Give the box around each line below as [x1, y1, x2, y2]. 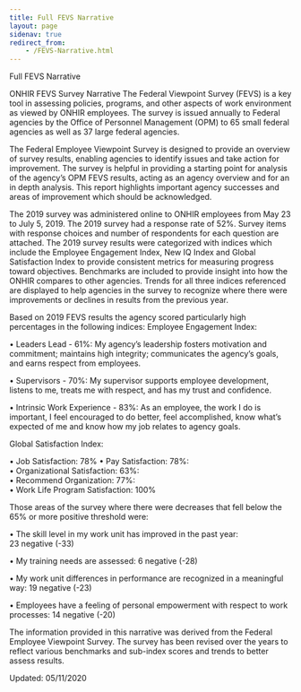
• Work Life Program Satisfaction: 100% [9, 485, 157, 496]
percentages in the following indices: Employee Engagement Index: [9, 322, 258, 333]
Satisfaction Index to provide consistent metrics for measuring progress [9, 256, 275, 267]
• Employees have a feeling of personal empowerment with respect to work [9, 600, 288, 610]
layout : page [9, 22, 58, 30]
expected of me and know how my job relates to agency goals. [9, 421, 241, 432]
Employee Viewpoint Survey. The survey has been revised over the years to [9, 636, 288, 647]
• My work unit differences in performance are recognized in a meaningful [9, 573, 284, 584]
